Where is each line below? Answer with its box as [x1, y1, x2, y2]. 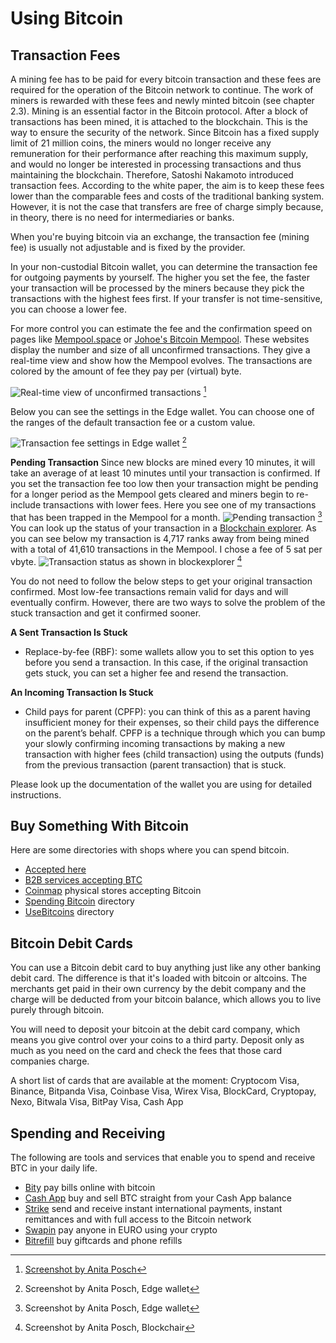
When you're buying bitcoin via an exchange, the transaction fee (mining [10, 231, 310, 242]
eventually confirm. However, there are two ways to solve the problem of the [10, 596, 326, 608]
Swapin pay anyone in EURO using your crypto [24, 1224, 218, 1236]
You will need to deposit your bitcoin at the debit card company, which [10, 1023, 301, 1036]
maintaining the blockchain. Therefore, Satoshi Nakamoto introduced [10, 169, 294, 181]
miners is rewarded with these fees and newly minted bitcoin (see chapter [10, 95, 315, 106]
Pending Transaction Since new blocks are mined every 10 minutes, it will [10, 457, 316, 469]
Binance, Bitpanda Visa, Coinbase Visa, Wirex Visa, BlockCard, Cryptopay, [10, 1085, 317, 1097]
